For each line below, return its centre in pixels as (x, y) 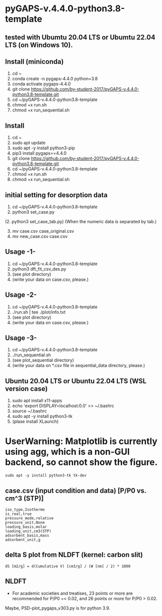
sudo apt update (29, 143)
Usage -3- (21, 338)
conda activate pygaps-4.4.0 (41, 84)
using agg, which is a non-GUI (67, 452)
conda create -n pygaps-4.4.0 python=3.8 (55, 79)
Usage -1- (20, 252)
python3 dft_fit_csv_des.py (39, 269)
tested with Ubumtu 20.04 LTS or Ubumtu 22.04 (80, 37)
